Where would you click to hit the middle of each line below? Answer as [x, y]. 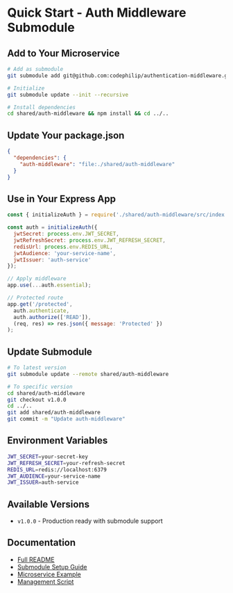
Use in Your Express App [62, 198]
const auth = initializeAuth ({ [52, 227]
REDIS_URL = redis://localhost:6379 [57, 470]
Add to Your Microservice [63, 53]
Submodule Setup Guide [52, 567]
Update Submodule [50, 351]
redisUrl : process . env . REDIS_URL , [63, 247]
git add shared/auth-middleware [54, 413]
